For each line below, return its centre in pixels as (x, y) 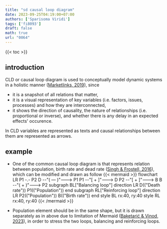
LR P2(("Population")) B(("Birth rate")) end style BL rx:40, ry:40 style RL (86, 196)
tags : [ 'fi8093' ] (23, 24)
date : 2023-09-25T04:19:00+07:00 (40, 14)
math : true (16, 33)
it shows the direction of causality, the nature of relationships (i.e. (80, 110)
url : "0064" (17, 38)
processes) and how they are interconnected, (59, 105)
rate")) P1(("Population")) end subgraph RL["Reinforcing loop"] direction (86, 190)
